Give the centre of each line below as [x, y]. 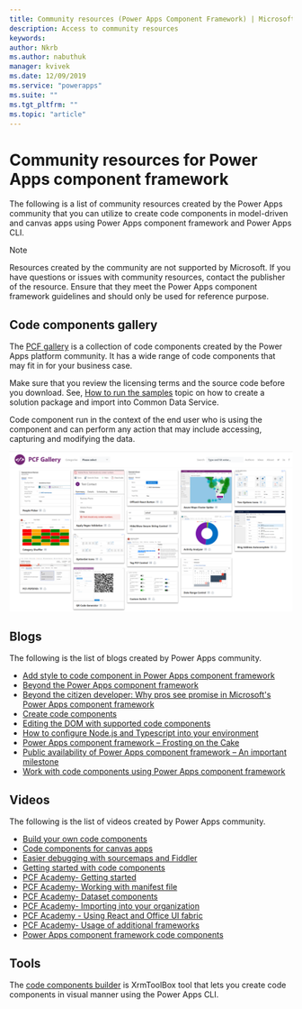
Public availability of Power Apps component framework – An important [155, 752]
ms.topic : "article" [48, 114]
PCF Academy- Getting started [79, 877]
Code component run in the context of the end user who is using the [136, 420]
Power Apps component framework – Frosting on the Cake [131, 743]
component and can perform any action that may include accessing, [136, 429]
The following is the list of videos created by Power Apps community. [138, 821]
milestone [40, 762]
